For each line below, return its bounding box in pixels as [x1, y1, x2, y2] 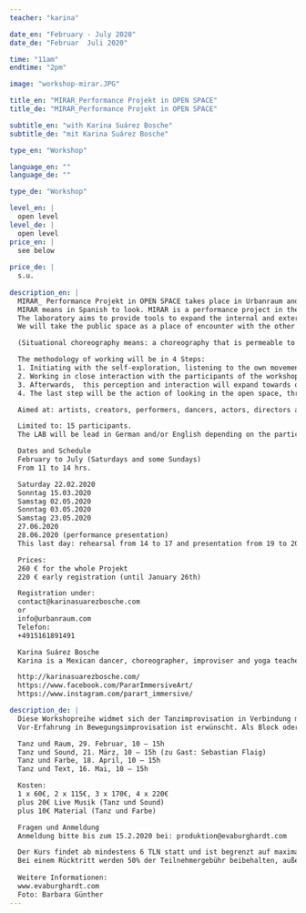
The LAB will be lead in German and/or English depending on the [17, 430, 271, 440]
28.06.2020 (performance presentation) [17, 531, 169, 540]
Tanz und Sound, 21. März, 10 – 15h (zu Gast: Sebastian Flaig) [17, 747, 267, 756]
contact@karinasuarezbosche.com [17, 597, 141, 606]
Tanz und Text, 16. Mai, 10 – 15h [17, 765, 148, 774]
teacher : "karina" [9, 13, 79, 23]
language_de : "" [9, 170, 71, 180]
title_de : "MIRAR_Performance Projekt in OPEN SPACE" [9, 105, 219, 114]
